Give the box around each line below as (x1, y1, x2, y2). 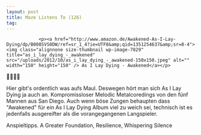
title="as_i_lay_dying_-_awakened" (6, 52, 96, 58)
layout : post (6, 8, 39, 15)
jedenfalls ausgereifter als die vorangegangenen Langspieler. (6, 110, 158, 118)
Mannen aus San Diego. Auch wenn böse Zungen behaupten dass (6, 97, 170, 105)
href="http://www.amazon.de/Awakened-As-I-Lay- (54, 37, 176, 43)
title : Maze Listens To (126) (6, 14, 82, 20)
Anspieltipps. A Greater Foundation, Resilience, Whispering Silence (6, 122, 173, 129)
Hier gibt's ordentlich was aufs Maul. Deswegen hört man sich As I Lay (6, 85, 182, 92)
